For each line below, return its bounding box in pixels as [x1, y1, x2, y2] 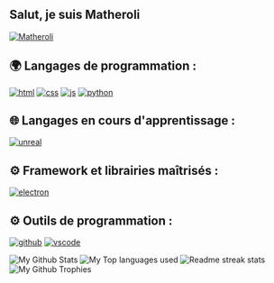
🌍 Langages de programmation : [9, 59, 196, 74]
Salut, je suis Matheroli [9, 7, 141, 23]
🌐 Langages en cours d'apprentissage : [9, 113, 236, 129]
